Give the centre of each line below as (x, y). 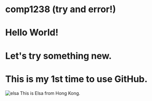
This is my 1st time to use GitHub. (77, 79)
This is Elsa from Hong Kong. (50, 93)
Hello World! (32, 33)
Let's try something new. (59, 56)
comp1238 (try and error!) (61, 9)
